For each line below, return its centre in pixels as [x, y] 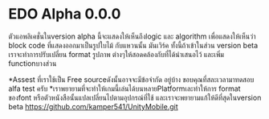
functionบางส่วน [33, 63]
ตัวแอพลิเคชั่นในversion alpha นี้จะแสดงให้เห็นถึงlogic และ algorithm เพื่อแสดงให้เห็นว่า [132, 36]
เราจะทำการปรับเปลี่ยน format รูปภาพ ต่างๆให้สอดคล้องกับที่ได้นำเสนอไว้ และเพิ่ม [116, 54]
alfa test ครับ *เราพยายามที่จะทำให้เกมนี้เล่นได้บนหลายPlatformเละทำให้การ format [124, 88]
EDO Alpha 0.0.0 [65, 14]
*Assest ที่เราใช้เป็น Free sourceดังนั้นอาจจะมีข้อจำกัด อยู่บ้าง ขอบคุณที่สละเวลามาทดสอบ [131, 79]
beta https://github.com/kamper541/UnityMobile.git [93, 106]
